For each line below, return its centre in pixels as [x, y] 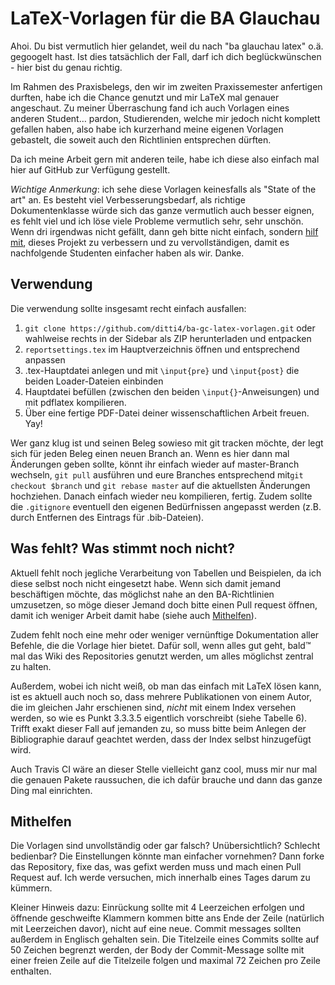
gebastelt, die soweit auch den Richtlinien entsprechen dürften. [141, 139]
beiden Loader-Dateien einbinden [94, 381]
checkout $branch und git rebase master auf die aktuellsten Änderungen [160, 485]
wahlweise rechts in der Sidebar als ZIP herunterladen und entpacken [168, 338]
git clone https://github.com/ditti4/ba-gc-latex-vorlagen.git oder [170, 328]
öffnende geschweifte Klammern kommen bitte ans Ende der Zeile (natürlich [167, 918]
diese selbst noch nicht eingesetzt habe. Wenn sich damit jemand [146, 583]
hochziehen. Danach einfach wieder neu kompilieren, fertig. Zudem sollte [161, 496]
